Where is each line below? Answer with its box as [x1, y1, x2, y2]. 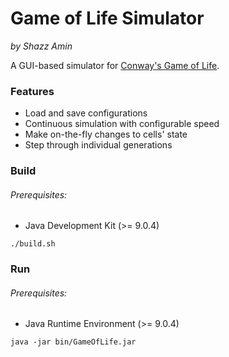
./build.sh [10, 239, 56, 249]
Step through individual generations [24, 139, 173, 151]
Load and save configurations [24, 107, 148, 119]
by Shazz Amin [10, 40, 73, 52]
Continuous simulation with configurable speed [24, 118, 220, 130]
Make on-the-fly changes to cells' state [24, 128, 188, 141]
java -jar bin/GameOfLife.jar [10, 337, 137, 347]
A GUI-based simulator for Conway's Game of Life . [10, 59, 220, 71]
